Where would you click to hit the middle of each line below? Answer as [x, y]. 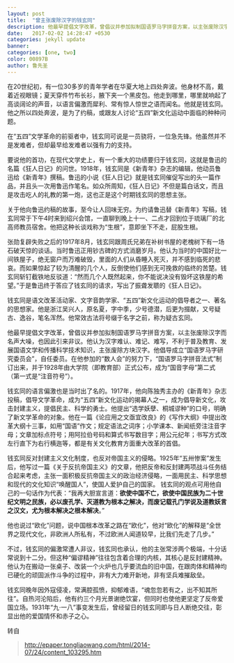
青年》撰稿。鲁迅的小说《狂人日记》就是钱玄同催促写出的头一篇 [123, 177]
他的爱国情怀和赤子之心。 [56, 616]
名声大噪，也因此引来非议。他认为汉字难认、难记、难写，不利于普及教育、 [114, 341]
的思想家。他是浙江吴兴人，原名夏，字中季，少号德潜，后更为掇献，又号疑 [114, 308]
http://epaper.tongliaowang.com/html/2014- [87, 645]
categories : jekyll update [46, 40]
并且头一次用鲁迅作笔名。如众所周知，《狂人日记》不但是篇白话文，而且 [122, 186]
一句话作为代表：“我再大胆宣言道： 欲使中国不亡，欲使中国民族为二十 [118, 493]
